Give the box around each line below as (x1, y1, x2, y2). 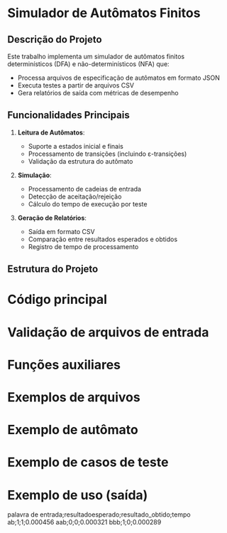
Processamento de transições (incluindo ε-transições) (28, 149, 187, 158)
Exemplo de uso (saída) (7, 487, 148, 503)
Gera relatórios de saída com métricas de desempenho (17, 89, 179, 97)
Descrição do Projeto (7, 33, 102, 46)
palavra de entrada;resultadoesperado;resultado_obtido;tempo (7, 510, 191, 519)
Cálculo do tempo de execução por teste (28, 199, 148, 208)
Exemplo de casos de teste (7, 454, 169, 470)
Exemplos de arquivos (7, 389, 140, 405)
